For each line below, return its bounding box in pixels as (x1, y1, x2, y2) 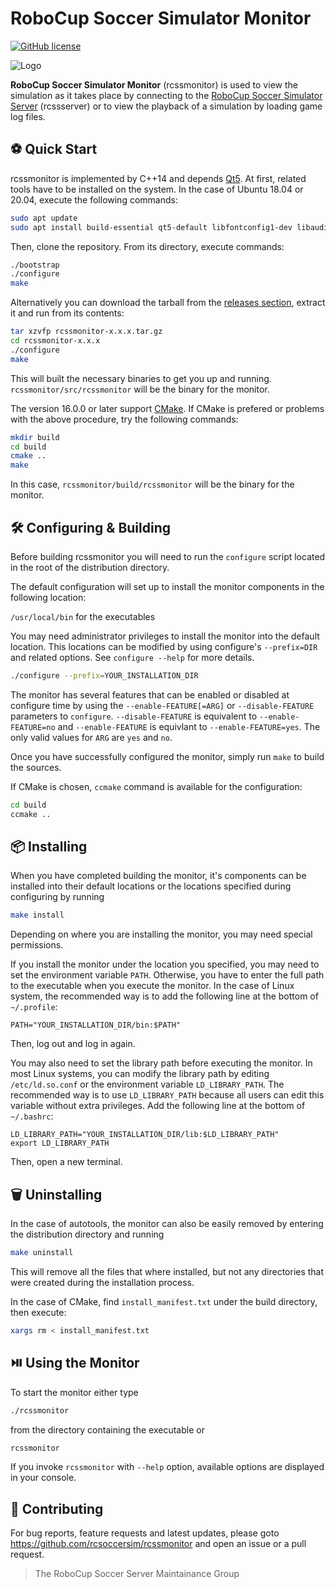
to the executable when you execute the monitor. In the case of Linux (10, 980, 295, 992)
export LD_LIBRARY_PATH (10, 1138, 110, 1149)
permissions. (10, 939, 64, 951)
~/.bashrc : (10, 1110, 54, 1122)
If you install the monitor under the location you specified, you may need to (10, 958, 320, 971)
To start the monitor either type (10, 1386, 139, 1398)
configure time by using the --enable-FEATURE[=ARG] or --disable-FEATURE (10, 699, 315, 711)
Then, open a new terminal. (10, 1156, 123, 1168)
